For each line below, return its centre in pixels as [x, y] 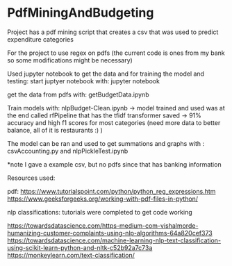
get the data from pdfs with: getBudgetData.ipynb [78, 94]
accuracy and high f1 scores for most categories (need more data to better [114, 122]
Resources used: [31, 178]
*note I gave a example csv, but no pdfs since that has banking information [114, 164]
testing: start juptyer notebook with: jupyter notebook [83, 81]
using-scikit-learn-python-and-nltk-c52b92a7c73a [80, 247]
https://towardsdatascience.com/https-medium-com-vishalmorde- [103, 225]
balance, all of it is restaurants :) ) [55, 130]
